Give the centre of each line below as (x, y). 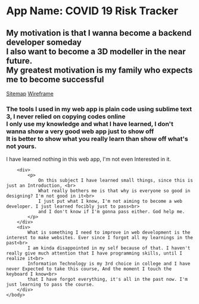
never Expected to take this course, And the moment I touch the (89, 269)
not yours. (21, 146)
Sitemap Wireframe (30, 94)
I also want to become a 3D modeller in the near (96, 51)
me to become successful (55, 79)
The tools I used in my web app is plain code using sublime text (99, 109)
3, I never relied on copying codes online (66, 116)
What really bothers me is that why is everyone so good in (114, 191)
